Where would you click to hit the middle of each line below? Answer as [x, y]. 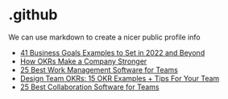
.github [33, 15]
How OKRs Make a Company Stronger [83, 61]
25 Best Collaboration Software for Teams [89, 87]
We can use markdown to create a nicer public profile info [104, 37]
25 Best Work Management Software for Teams [99, 69]
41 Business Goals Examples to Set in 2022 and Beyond [112, 52]
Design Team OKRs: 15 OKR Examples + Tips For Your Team [120, 78]
